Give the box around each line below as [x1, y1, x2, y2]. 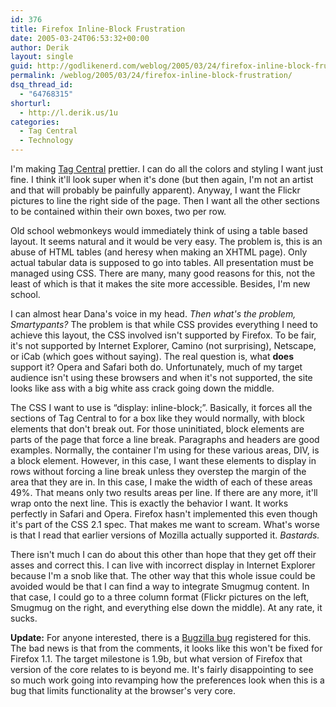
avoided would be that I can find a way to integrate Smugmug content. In [10, 581, 310, 592]
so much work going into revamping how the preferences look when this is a [10, 674, 325, 686]
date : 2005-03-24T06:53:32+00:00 [10, 33, 150, 43]
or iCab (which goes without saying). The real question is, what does [10, 351, 295, 362]
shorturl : [10, 98, 52, 108]
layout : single [10, 52, 74, 62]
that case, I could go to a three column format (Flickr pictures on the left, [10, 591, 310, 603]
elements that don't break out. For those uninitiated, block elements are [10, 423, 305, 435]
